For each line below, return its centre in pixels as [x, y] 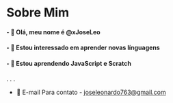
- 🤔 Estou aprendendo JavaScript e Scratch [69, 63]
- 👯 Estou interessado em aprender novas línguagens [83, 48]
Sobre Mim [38, 13]
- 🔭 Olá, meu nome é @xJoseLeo [53, 32]
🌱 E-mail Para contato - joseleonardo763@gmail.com [91, 92]
